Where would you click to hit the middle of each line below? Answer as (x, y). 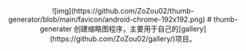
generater (56, 29)
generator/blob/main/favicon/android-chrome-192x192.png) (107, 19)
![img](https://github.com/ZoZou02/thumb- (123, 11)
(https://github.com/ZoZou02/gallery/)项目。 (123, 39)
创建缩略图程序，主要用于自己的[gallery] (140, 29)
